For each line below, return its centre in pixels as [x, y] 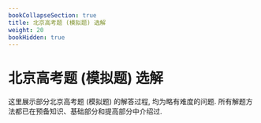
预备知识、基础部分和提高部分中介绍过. [99, 111]
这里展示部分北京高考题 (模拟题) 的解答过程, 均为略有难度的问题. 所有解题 [127, 102]
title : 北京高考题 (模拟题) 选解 [57, 23]
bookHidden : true [37, 37]
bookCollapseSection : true [52, 15]
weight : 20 [26, 30]
